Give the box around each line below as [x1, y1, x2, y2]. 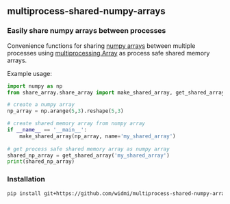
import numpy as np [7, 82, 63, 90]
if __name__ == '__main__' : [7, 127, 88, 133]
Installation [7, 175, 46, 184]
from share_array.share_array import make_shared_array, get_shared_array [7, 89, 225, 96]
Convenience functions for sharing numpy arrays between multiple [7, 41, 196, 50]
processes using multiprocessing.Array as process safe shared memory [7, 49, 210, 57]
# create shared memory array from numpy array [7, 120, 146, 127]
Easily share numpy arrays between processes [7, 26, 166, 36]
